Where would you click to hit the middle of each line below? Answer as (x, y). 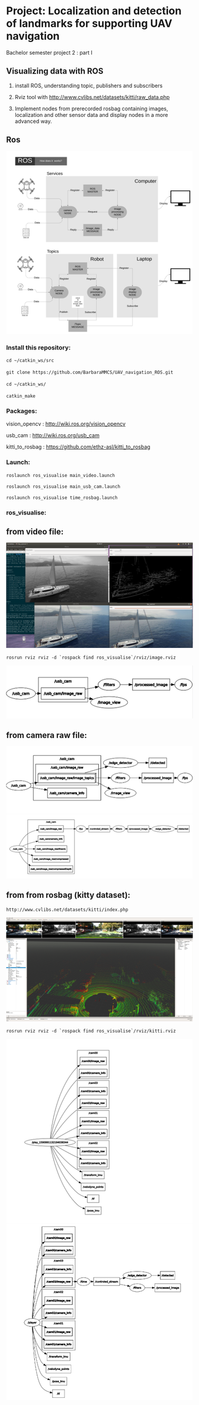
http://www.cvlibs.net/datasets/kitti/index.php (67, 910)
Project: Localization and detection (94, 11)
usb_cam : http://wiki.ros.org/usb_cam (53, 436)
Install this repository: (38, 347)
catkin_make (21, 396)
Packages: (22, 411)
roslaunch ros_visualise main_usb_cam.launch (63, 487)
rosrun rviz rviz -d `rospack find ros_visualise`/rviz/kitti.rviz (91, 1031)
